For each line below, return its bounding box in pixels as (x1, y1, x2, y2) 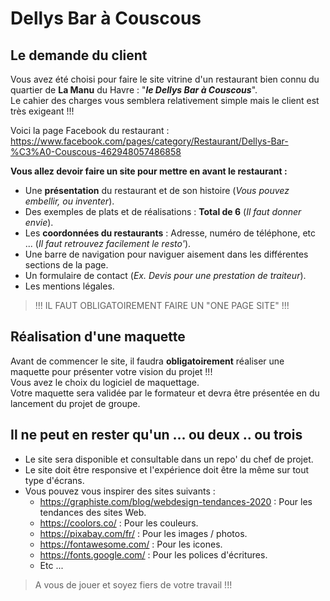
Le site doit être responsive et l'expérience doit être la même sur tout (24, 463, 310, 476)
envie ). (24, 217, 54, 228)
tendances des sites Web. (39, 506, 147, 518)
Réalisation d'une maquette (10, 328, 186, 346)
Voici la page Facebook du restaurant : (10, 125, 170, 136)
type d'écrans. (24, 474, 85, 486)
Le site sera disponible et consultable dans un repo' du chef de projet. (24, 453, 314, 465)
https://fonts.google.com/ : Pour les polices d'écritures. (39, 548, 268, 561)
